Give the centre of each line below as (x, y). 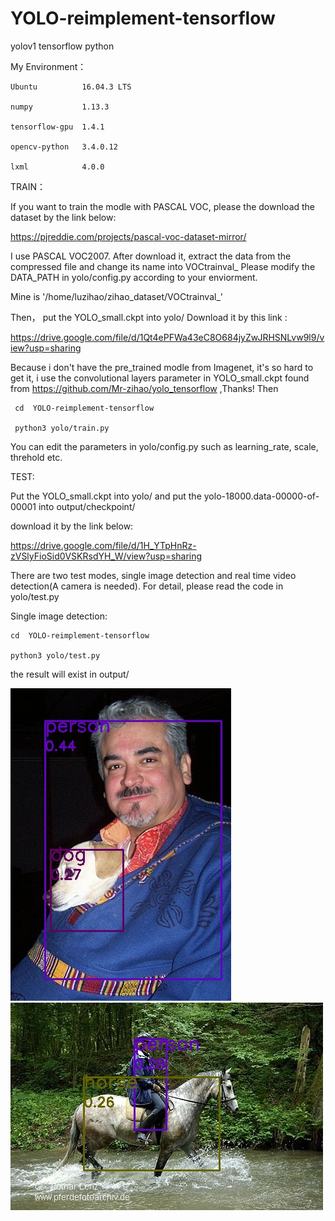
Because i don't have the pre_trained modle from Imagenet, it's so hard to (162, 367)
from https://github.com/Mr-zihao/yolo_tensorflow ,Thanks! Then (144, 388)
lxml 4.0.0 (57, 167)
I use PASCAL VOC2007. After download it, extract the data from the (151, 256)
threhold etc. (36, 457)
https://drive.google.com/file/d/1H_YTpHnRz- (103, 545)
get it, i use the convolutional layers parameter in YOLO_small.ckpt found (160, 378)
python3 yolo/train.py (62, 428)
